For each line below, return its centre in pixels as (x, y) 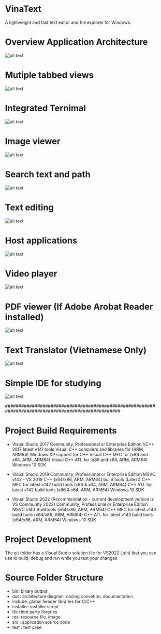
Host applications (41, 240)
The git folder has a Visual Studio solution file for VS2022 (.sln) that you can (81, 553)
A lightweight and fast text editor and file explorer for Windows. (68, 22)
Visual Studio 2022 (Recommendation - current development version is (83, 499)
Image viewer (33, 141)
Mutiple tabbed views (49, 75)
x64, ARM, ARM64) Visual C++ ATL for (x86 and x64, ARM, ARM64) (80, 460)
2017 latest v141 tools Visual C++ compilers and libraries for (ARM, (78, 449)
